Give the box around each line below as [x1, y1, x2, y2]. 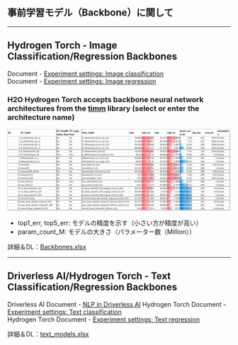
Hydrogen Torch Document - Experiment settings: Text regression [7, 315, 200, 324]
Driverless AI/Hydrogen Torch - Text [7, 270, 171, 282]
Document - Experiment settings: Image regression [7, 77, 157, 85]
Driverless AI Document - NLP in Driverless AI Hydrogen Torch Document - [7, 300, 227, 308]
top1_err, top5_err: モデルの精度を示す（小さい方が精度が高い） [17, 218, 203, 227]
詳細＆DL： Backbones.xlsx [7, 242, 86, 251]
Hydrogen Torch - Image [7, 40, 118, 52]
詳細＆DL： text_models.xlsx [7, 329, 89, 338]
